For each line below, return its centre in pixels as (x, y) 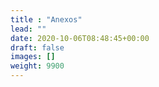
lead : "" (28, 29)
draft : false (37, 47)
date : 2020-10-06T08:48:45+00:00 (80, 38)
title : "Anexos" (46, 19)
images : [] (33, 57)
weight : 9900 (37, 66)
